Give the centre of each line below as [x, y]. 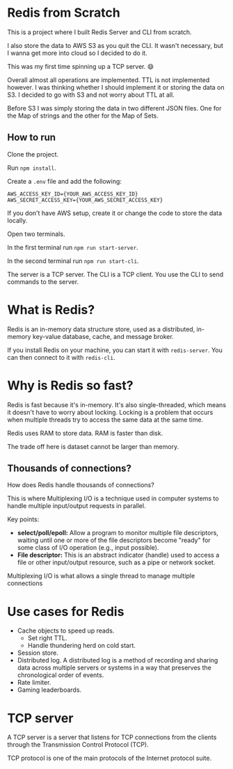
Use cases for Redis [66, 611]
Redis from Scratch [64, 13]
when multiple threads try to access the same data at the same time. [105, 420]
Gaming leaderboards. [49, 690]
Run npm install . [32, 168]
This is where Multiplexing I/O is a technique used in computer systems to [113, 498]
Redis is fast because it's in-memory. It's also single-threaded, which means [117, 404]
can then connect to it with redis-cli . [61, 357]
